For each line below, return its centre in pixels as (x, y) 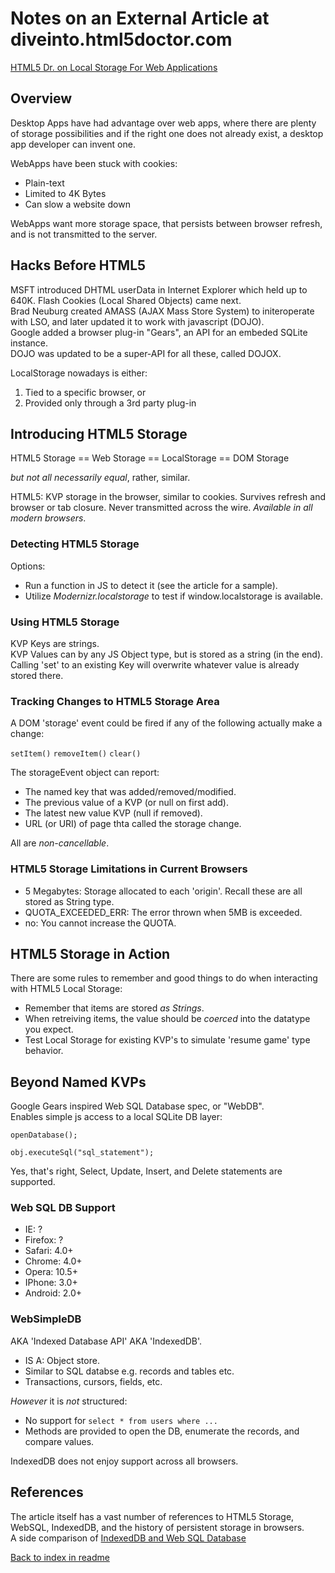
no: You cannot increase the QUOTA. (100, 923)
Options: (28, 566)
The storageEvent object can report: (85, 773)
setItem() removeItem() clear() (76, 754)
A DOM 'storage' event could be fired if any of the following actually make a (166, 723)
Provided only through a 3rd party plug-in (110, 403)
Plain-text (44, 183)
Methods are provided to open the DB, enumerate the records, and (162, 1431)
